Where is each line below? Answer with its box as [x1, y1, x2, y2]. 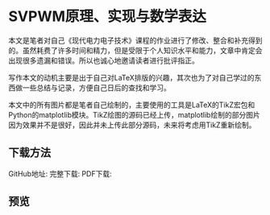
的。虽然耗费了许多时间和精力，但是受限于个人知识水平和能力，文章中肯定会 [8, 45, 263, 55]
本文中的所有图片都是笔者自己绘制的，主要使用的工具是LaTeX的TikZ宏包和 [8, 100, 255, 110]
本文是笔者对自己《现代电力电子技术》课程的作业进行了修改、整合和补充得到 [8, 35, 263, 45]
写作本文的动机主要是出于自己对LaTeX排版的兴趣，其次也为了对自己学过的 [8, 72, 255, 82]
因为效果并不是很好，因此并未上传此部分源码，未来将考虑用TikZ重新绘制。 [8, 120, 256, 130]
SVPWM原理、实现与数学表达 [8, 7, 207, 26]
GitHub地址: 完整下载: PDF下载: [8, 168, 112, 178]
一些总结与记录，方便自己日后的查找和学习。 [22, 82, 171, 93]
